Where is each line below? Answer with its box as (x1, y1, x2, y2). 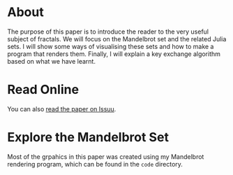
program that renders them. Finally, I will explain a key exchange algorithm (7, 50, 221, 58)
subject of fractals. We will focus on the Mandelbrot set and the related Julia (7, 34, 227, 43)
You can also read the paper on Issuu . (7, 104, 116, 113)
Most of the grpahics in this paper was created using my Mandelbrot (7, 152, 204, 161)
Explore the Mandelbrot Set (7, 129, 170, 146)
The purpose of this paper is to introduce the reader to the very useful (7, 27, 209, 36)
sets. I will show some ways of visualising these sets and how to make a (7, 42, 214, 50)
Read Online (7, 82, 79, 98)
